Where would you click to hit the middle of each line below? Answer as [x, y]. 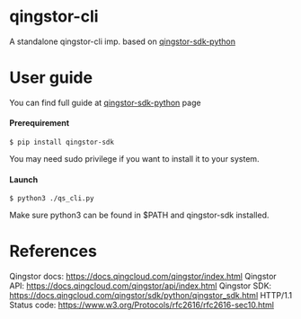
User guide [51, 78]
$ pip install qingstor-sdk [62, 142]
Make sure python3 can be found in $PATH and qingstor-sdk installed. [139, 215]
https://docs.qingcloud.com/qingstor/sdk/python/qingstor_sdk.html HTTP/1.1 [151, 296]
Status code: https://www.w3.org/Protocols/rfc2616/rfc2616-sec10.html [142, 305]
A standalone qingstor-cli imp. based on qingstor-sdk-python [123, 41]
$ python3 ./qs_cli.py [52, 199]
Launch [24, 179]
